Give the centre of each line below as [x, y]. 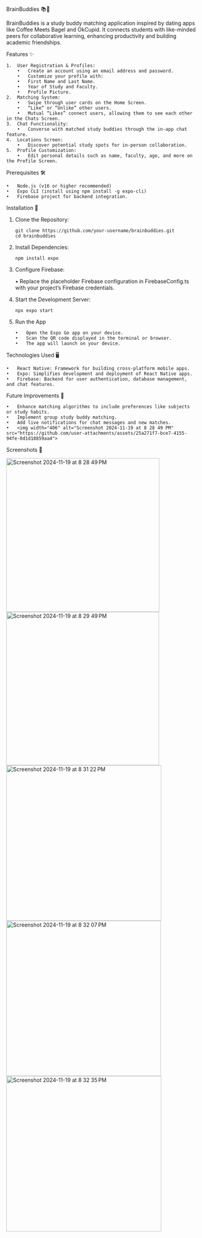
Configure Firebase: [40, 270]
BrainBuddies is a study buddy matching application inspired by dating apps [101, 23]
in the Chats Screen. [33, 119]
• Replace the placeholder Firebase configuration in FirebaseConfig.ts [102, 281]
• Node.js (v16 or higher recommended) [59, 186]
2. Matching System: [33, 98]
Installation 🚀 [22, 208]
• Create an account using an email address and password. [95, 71]
